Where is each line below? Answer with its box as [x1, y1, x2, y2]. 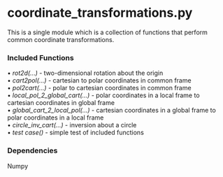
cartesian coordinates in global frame [7, 99, 115, 107]
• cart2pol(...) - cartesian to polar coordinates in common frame [7, 76, 192, 85]
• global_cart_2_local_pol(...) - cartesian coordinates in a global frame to [7, 106, 217, 115]
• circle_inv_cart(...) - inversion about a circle [7, 121, 137, 129]
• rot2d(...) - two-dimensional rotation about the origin [7, 69, 164, 78]
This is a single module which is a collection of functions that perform [7, 28, 208, 36]
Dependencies [7, 146, 58, 155]
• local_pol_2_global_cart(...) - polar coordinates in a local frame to [7, 91, 201, 99]
